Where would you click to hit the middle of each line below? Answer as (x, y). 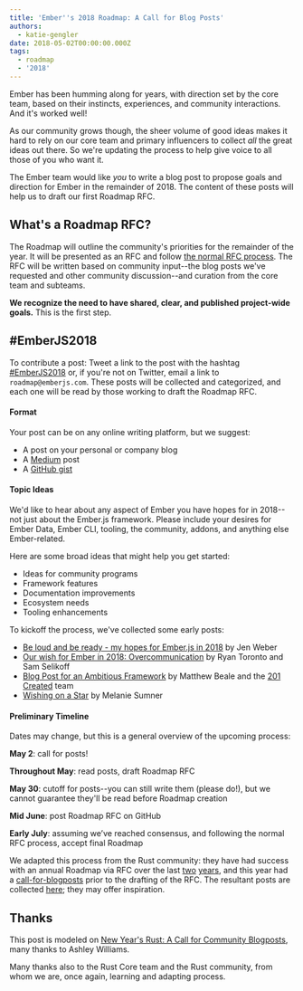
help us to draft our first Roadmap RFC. (82, 196)
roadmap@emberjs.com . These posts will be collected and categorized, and (145, 382)
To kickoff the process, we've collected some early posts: (117, 629)
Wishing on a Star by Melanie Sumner (93, 695)
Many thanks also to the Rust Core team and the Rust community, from (141, 967)
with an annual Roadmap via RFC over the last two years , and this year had (149, 871)
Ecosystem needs (56, 602)
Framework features (60, 583)
